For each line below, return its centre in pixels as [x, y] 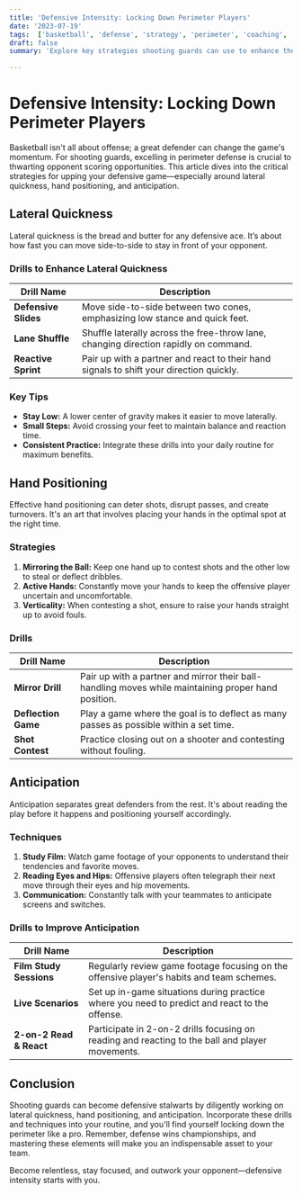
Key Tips [29, 397]
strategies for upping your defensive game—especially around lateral [137, 176]
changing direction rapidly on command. [167, 345]
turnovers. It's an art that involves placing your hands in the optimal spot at [148, 515]
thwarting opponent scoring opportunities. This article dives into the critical [149, 166]
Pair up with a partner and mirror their [160, 676]
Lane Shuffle [42, 338]
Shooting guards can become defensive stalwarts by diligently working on [147, 1105]
